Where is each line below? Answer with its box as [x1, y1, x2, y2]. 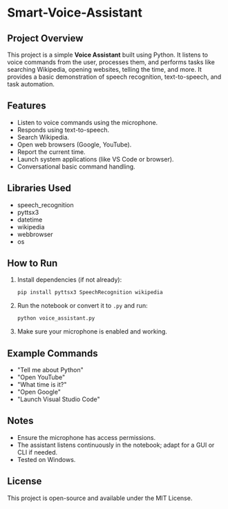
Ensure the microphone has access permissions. [17, 433, 156, 441]
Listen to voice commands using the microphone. [17, 118, 158, 126]
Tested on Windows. [17, 455, 76, 463]
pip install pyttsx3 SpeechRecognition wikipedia [17, 289, 164, 296]
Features [7, 100, 46, 112]
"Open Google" [17, 388, 61, 396]
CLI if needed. [17, 448, 58, 457]
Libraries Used [7, 182, 71, 194]
